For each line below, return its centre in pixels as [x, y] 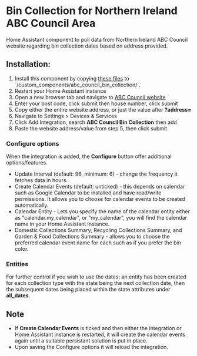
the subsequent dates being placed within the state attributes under [88, 290]
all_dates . [18, 295]
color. [21, 249]
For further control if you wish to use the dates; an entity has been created [96, 277]
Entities [17, 264]
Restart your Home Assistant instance [60, 91]
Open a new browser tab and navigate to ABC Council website [90, 97]
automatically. [31, 205]
